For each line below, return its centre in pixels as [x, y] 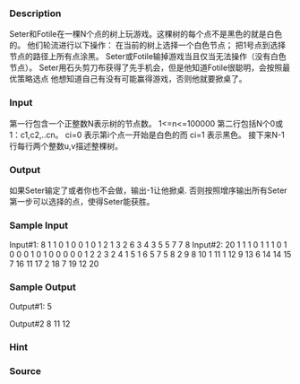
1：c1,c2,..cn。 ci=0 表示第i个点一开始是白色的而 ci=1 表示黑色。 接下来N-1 [147, 135]
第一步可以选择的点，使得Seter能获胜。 [82, 201]
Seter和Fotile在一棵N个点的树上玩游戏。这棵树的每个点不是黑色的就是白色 [146, 34]
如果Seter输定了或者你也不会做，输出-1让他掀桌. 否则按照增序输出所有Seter [149, 190]
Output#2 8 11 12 [40, 324]
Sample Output [43, 287]
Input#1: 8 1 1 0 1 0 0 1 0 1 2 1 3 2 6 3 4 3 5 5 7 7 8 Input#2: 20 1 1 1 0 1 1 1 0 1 [148, 245]
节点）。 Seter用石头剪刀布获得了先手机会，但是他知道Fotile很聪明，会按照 [146, 68]
